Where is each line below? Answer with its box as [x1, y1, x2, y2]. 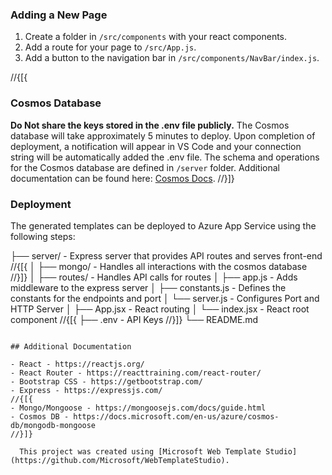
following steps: [10, 230, 76, 242]
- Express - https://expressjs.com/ [10, 385, 163, 395]
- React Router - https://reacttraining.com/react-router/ [10, 368, 262, 378]
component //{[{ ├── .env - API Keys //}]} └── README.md [10, 313, 259, 325]
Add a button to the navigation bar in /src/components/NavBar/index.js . [24, 52, 320, 64]
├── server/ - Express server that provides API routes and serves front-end [10, 249, 323, 262]
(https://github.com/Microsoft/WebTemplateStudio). [10, 455, 230, 465]
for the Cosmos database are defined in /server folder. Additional [10, 161, 280, 173]
